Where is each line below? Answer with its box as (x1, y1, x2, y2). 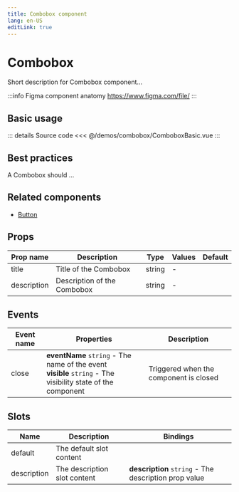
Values (171, 252, 196, 262)
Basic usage (7, 112, 63, 125)
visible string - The (46, 368, 115, 378)
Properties (75, 334, 112, 344)
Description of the (55, 276, 116, 286)
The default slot (55, 444, 109, 454)
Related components (7, 192, 102, 204)
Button (17, 210, 38, 219)
